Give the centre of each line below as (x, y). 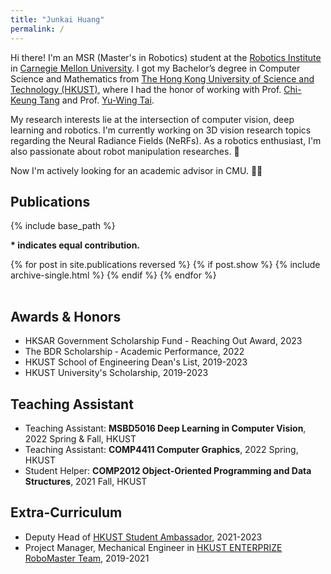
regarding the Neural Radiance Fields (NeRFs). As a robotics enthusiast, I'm (166, 140)
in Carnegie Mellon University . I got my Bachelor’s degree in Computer (155, 68)
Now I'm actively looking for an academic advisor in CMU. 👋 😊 (136, 170)
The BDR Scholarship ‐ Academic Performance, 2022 (134, 352)
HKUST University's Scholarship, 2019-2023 (116, 373)
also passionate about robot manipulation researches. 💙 (125, 151)
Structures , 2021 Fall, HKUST (86, 481)
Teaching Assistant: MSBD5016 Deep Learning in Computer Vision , (165, 428)
